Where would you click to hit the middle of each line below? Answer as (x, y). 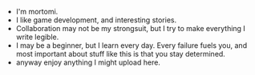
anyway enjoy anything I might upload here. (88, 62)
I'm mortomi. (37, 12)
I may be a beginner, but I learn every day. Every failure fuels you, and (131, 45)
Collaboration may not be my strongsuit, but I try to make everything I (131, 28)
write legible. (37, 37)
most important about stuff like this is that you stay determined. (121, 54)
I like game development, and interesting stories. (96, 20)
